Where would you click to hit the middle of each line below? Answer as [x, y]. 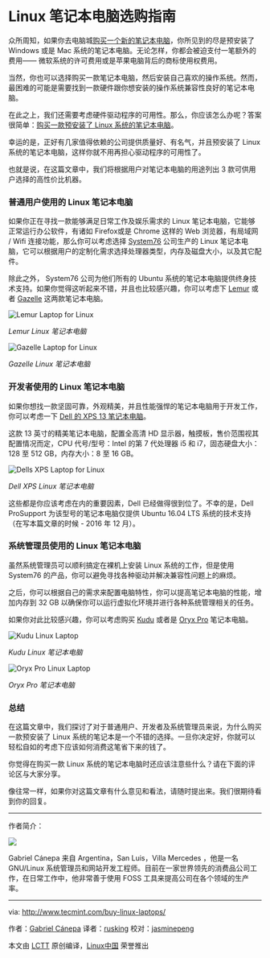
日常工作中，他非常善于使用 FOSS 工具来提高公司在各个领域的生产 [139, 878]
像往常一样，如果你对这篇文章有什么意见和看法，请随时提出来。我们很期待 [131, 791]
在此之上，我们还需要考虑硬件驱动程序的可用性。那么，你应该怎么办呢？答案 [135, 114]
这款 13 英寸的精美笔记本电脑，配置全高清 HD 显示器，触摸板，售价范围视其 [134, 433]
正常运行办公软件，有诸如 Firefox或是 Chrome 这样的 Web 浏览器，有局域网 [133, 231]
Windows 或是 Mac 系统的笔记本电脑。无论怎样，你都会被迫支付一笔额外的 [133, 50]
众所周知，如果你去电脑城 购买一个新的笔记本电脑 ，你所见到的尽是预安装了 [131, 40]
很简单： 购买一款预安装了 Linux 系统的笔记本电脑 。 [93, 125]
